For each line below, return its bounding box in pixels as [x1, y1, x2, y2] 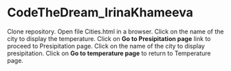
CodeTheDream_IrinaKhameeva [7, 5, 194, 20]
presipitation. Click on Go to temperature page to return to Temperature [7, 49, 211, 57]
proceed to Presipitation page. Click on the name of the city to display [7, 42, 205, 50]
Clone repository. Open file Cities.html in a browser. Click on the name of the [7, 27, 224, 35]
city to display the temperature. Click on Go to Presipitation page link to [7, 34, 211, 42]
